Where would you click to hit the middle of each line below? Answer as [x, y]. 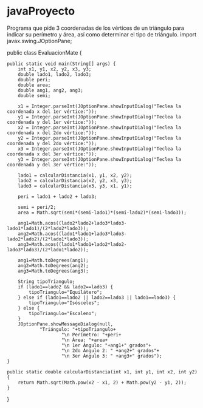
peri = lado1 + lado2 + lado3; [57, 196]
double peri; [34, 80]
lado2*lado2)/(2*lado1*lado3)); [48, 239]
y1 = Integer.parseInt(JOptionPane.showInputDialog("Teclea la [100, 117]
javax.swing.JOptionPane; [40, 41]
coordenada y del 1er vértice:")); [52, 122]
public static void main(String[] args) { [61, 64]
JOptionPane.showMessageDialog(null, [66, 324]
